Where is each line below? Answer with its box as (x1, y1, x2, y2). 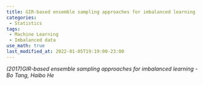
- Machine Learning (9, 32, 59, 38)
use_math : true (6, 43, 45, 49)
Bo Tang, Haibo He (6, 71, 54, 79)
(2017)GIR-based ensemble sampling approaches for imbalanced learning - (6, 65, 198, 72)
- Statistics (9, 20, 43, 26)
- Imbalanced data (9, 37, 56, 43)
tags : (6, 25, 20, 32)
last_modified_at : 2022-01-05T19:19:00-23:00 (6, 49, 124, 55)
